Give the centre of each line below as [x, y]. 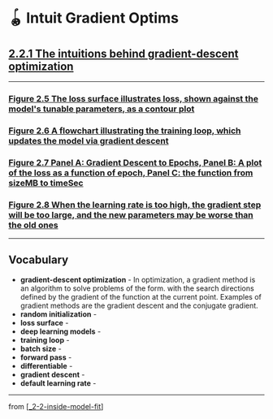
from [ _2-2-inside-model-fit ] [56, 406]
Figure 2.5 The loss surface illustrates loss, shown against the [133, 98]
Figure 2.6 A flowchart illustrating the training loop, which [125, 131]
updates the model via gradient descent [89, 140]
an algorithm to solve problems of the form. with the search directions [137, 288]
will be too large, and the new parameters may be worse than [131, 214]
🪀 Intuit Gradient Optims [93, 18]
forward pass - [46, 357]
